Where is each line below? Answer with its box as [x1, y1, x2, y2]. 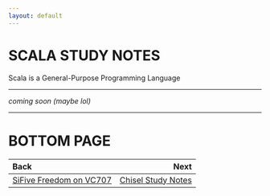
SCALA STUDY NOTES [8, 46, 161, 64]
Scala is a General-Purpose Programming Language [8, 73, 181, 83]
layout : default [8, 11, 63, 20]
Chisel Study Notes [119, 174, 193, 186]
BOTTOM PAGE [8, 132, 111, 149]
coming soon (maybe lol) [8, 96, 91, 105]
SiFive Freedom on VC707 [12, 174, 112, 186]
